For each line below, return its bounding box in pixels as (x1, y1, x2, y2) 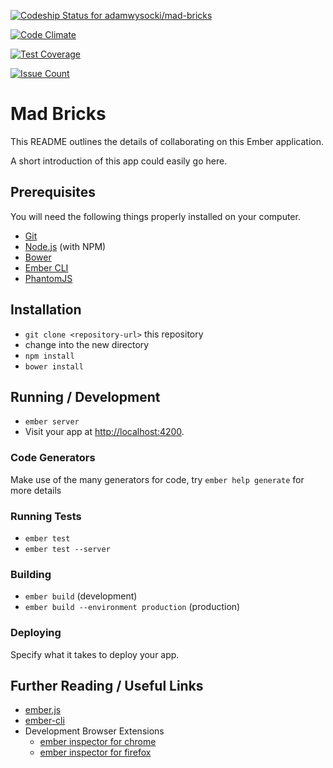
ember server (24, 417, 80, 427)
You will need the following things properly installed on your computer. (10, 210, 301, 222)
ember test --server (24, 544, 111, 554)
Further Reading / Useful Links (10, 677, 204, 694)
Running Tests (10, 509, 82, 523)
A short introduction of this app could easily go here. (10, 155, 228, 167)
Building (10, 567, 52, 581)
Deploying (10, 626, 62, 640)
